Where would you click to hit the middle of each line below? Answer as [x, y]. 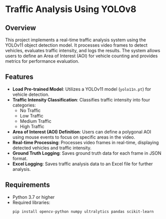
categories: [24, 105]
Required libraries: [31, 202]
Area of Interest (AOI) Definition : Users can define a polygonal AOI [82, 132]
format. [20, 158]
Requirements [27, 185]
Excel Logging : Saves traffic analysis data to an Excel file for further [83, 164]
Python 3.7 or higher [33, 197]
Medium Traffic [35, 121]
